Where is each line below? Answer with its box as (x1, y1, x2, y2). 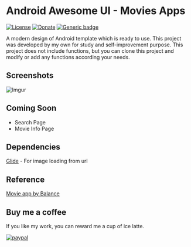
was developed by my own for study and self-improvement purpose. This (6, 41, 183, 48)
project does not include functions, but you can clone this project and (6, 47, 174, 54)
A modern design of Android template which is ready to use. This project (6, 35, 182, 42)
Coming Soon (6, 103, 57, 113)
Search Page (14, 119, 46, 126)
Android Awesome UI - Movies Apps (6, 4, 186, 18)
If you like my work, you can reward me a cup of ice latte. (6, 223, 145, 229)
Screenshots (6, 70, 54, 80)
